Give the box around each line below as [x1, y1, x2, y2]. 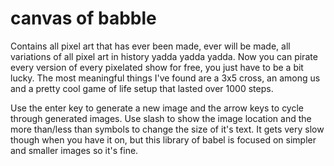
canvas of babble [10, 7, 157, 30]
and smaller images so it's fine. [10, 144, 139, 156]
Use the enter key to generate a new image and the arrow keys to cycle [10, 102, 305, 114]
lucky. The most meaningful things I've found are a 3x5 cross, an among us [10, 72, 321, 84]
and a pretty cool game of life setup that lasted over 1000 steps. [10, 82, 274, 94]
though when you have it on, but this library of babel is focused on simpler [10, 133, 317, 146]
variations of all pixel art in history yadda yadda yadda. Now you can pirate [10, 50, 318, 62]
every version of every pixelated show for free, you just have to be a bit [10, 61, 304, 73]
